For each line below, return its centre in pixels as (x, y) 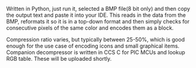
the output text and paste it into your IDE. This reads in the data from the (96, 15)
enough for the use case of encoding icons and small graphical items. (93, 46)
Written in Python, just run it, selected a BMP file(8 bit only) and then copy (98, 9)
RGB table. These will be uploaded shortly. (59, 59)
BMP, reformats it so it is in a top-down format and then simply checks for (98, 21)
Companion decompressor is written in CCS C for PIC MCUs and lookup (96, 52)
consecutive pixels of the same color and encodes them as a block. (90, 28)
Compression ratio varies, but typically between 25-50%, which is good (96, 39)
